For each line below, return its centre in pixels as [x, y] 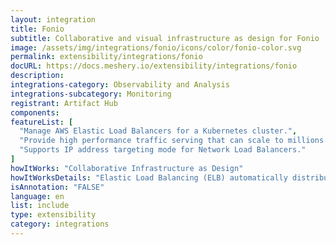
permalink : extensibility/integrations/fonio [106, 57]
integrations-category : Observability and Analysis [120, 85]
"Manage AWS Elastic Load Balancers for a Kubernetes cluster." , [158, 131]
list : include [40, 206]
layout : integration [53, 19]
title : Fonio [37, 29]
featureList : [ [42, 122]
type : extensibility [53, 215]
